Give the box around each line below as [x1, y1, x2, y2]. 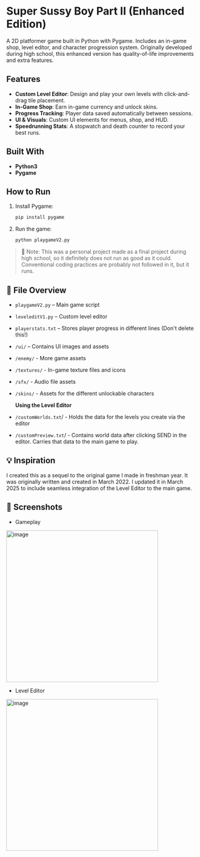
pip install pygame [15, 214, 65, 221]
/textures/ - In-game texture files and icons [15, 366, 126, 374]
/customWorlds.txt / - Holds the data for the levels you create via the [15, 413, 185, 420]
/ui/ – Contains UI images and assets [15, 343, 109, 350]
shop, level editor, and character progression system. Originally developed [6, 44, 192, 51]
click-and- [164, 90, 190, 98]
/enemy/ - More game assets [15, 354, 86, 361]
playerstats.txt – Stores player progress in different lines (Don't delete [15, 324, 194, 332]
